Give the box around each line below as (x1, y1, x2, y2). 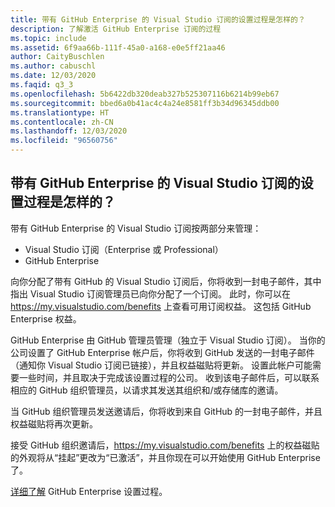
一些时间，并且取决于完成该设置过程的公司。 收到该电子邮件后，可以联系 (18, 371, 320, 383)
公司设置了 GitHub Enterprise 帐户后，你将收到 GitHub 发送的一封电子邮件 (10, 346, 315, 358)
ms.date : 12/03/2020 (10, 71, 97, 81)
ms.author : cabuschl (10, 61, 97, 71)
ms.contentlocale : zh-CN (10, 117, 114, 127)
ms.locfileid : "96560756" (10, 136, 118, 146)
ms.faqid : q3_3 (10, 80, 74, 90)
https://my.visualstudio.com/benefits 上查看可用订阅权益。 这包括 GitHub (10, 300, 312, 312)
